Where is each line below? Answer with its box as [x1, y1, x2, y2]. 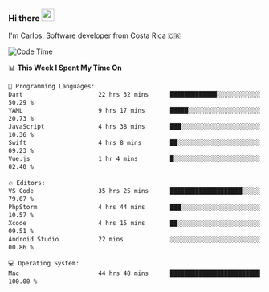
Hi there [8, 12, 40, 23]
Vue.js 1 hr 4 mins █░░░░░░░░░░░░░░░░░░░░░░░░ [8, 155, 261, 163]
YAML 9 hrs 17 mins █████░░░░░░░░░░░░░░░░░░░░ [8, 107, 261, 115]
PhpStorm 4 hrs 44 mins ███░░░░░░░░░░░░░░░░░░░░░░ [8, 204, 261, 212]
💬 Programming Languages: [8, 83, 95, 91]
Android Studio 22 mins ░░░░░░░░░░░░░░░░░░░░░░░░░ [8, 236, 261, 244]
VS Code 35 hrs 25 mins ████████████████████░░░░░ [8, 187, 261, 195]
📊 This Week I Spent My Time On [8, 63, 122, 72]
